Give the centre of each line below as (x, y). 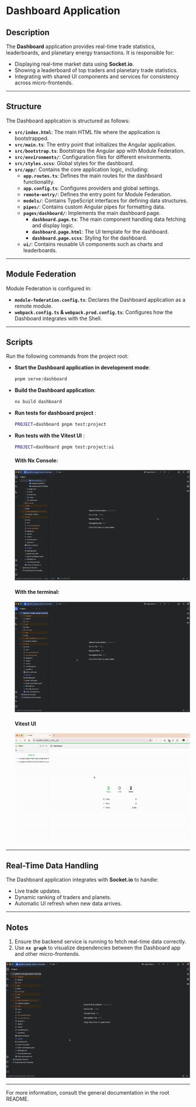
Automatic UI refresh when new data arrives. (68, 904)
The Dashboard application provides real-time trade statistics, (81, 46)
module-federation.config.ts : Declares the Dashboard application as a (100, 299)
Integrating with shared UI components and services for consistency (97, 76)
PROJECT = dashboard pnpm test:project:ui (64, 447)
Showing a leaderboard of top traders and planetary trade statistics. (96, 70)
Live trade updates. (38, 891)
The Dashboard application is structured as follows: (68, 121)
